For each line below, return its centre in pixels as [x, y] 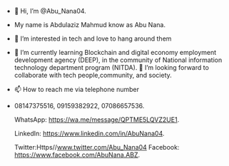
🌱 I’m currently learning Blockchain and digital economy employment [115, 52]
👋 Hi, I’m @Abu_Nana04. [50, 11]
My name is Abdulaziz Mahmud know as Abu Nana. [90, 25]
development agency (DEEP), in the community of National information [118, 60]
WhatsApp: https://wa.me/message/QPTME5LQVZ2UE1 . [97, 120]
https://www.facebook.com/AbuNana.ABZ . [77, 155]
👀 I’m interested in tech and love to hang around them [93, 38]
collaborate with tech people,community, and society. [93, 75]
